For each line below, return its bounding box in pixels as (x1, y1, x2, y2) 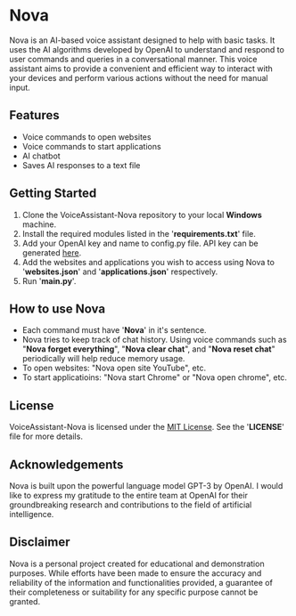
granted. (9, 596, 41, 606)
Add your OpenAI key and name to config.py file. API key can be (21, 238, 259, 248)
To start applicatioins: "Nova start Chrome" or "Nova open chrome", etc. (21, 372, 288, 383)
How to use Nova (9, 301, 105, 316)
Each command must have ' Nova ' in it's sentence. (21, 325, 207, 336)
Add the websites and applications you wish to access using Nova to (21, 256, 275, 267)
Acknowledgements (9, 457, 124, 472)
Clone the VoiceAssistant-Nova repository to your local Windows (21, 209, 263, 220)
